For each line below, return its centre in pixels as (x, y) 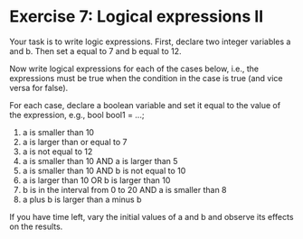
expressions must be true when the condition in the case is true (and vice (146, 78)
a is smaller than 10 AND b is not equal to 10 (104, 170)
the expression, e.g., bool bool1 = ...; (77, 115)
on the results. (36, 226)
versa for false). (39, 87)
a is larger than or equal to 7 (75, 142)
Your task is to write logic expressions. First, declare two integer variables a (150, 41)
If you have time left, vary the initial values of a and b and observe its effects (151, 216)
